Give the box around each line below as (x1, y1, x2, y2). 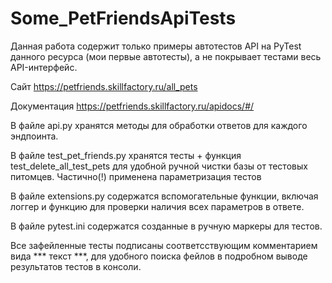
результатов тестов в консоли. (10, 260, 142, 272)
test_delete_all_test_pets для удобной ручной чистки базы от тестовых (10, 160, 308, 172)
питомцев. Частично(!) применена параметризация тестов (10, 170, 262, 182)
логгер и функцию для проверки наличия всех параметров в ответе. (10, 200, 305, 212)
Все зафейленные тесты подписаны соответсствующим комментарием (10, 239, 318, 251)
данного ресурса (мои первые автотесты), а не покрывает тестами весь (10, 50, 322, 62)
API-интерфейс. (10, 61, 78, 73)
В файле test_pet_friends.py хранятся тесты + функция (10, 149, 242, 161)
